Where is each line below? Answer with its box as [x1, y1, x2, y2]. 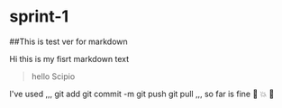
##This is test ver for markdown [9, 36, 128, 47]
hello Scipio [31, 70, 76, 82]
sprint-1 [9, 6, 69, 27]
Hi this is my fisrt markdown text [9, 53, 130, 64]
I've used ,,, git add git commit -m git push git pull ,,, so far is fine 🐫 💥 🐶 [9, 88, 275, 99]
